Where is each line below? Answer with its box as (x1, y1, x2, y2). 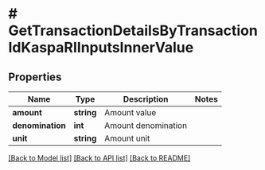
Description (123, 94, 169, 104)
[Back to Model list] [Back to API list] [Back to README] (8, 153, 191, 163)
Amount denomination (104, 120, 188, 131)
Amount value (104, 107, 157, 118)
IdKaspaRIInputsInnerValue (8, 39, 194, 56)
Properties (8, 70, 62, 83)
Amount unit (104, 133, 150, 144)
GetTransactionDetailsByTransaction (8, 21, 259, 40)
